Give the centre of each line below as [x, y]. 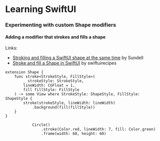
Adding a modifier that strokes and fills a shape [55, 37]
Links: [11, 48]
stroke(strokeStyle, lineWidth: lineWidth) [69, 103]
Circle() [41, 125]
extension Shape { [24, 72]
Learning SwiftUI [41, 9]
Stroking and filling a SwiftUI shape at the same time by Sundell [78, 58]
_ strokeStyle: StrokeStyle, [54, 81]
